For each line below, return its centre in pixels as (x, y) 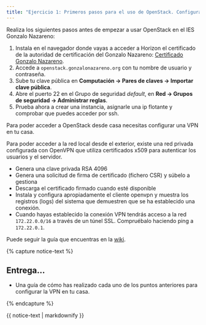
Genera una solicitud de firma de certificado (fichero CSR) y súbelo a (102, 175)
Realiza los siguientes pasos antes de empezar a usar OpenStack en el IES (101, 29)
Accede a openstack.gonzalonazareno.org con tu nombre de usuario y (103, 68)
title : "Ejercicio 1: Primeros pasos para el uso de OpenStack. (90, 12)
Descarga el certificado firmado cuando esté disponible (86, 188)
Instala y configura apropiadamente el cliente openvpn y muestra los (102, 195)
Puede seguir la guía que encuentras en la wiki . (66, 239)
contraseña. (30, 74)
